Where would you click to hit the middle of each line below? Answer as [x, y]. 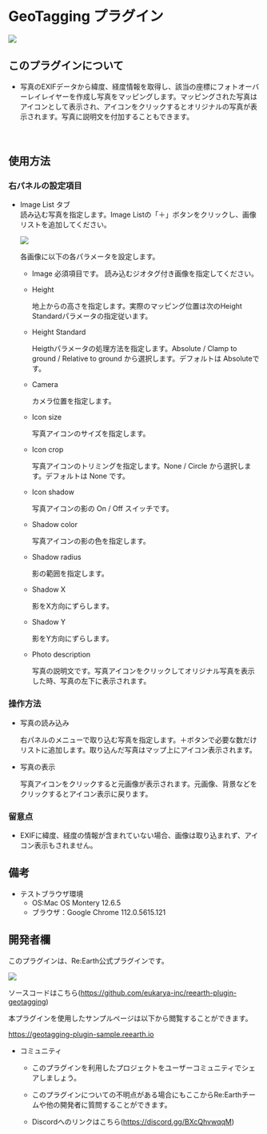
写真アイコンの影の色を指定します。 [91, 541]
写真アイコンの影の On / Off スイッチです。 [102, 509]
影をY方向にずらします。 [72, 639]
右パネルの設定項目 [45, 186]
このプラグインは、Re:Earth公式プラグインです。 [89, 960]
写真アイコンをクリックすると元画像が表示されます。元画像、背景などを [138, 784]
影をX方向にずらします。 [72, 606]
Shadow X [49, 589]
